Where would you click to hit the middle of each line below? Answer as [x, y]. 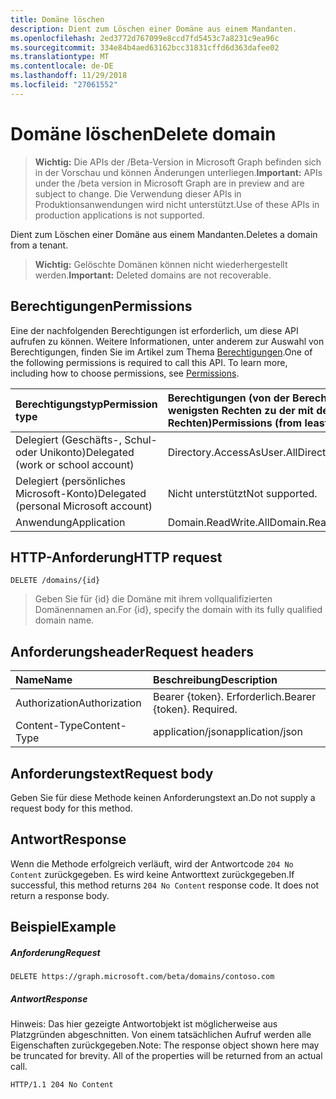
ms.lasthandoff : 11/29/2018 [69, 76]
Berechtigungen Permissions [101, 306]
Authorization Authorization [78, 703]
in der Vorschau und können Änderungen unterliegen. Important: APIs [178, 172]
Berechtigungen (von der [228, 398]
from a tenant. [39, 245]
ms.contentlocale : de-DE [62, 66]
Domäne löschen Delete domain [143, 133]
